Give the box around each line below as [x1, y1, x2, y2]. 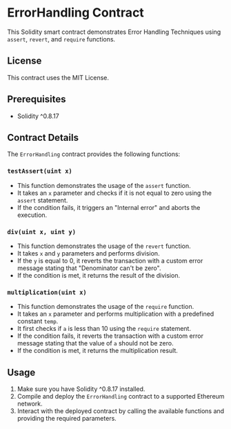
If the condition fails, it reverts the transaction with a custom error [17, 332, 203, 340]
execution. [17, 211, 48, 219]
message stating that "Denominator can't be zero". [17, 264, 161, 272]
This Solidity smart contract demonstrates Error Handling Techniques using [7, 28, 221, 36]
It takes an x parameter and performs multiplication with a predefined [17, 309, 214, 318]
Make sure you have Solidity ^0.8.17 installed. [17, 385, 145, 393]
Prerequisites [7, 93, 66, 105]
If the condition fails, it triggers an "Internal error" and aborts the [17, 203, 201, 211]
